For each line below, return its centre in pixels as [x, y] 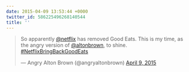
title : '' [18, 22]
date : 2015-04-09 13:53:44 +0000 [47, 11]
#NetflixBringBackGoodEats [54, 52]
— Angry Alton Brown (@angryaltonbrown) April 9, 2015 [88, 63]
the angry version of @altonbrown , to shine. [74, 45]
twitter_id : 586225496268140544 [46, 17]
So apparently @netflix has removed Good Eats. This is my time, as [102, 39]
